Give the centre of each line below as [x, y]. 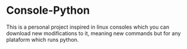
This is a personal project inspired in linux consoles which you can [88, 27]
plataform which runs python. [42, 39]
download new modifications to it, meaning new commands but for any [93, 33]
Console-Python [48, 10]
